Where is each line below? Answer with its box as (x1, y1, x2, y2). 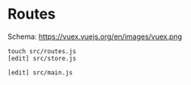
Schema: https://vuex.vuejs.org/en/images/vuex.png (7, 32, 183, 41)
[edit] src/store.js (7, 54, 77, 62)
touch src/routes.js (7, 47, 77, 55)
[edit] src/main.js (7, 68, 73, 77)
